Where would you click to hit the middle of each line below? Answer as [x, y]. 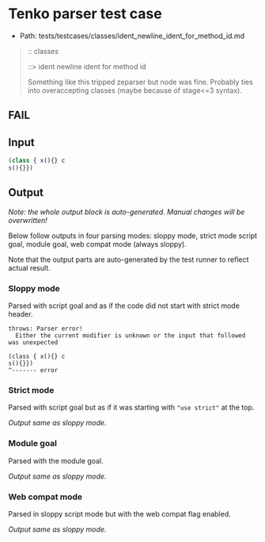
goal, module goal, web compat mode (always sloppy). [98, 244]
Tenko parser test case [85, 14]
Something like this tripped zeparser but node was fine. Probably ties [140, 82]
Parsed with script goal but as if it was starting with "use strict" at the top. [131, 407]
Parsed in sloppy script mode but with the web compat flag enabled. [119, 513]
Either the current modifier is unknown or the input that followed [131, 336]
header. [21, 314]
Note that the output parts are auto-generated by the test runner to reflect [129, 259]
